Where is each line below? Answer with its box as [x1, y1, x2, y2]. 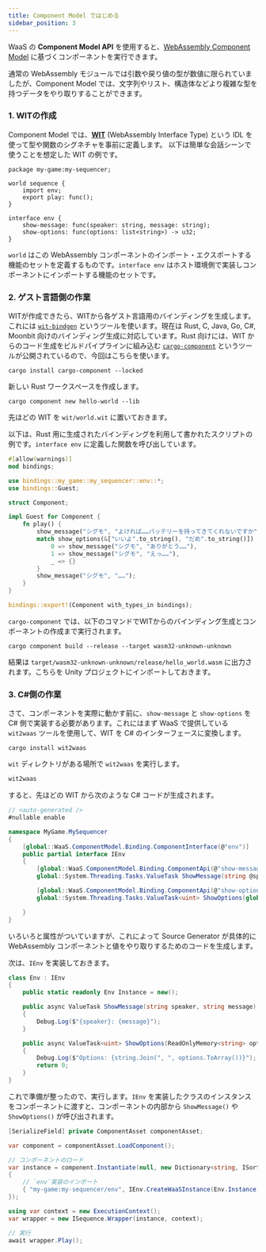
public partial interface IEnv [22, 850, 126, 858]
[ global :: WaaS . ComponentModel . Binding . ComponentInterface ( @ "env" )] [22, 843, 249, 851]
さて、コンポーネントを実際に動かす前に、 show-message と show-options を [8, 709, 252, 718]
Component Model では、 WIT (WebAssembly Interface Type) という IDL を [8, 129, 253, 139]
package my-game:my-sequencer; [8, 165, 112, 173]
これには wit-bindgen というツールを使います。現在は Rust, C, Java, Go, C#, [8, 321, 256, 330]
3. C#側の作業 [8, 689, 62, 700]
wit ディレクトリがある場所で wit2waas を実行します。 [8, 759, 184, 769]
